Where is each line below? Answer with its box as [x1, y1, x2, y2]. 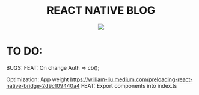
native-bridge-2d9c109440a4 [6, 82, 80, 89]
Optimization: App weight [6, 76, 69, 83]
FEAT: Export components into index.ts [81, 82, 177, 89]
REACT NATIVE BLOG [46, 4, 156, 17]
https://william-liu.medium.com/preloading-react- [70, 76, 193, 83]
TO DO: [6, 44, 43, 58]
